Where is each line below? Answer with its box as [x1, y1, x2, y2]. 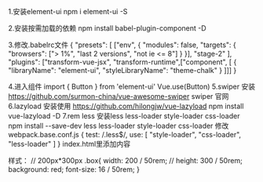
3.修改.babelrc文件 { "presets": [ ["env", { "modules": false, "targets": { [8, 40, 237, 49]
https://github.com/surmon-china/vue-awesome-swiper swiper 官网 [8, 92, 229, 100]
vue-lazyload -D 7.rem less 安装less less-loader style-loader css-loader [8, 111, 240, 120]
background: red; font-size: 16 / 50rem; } [8, 165, 140, 174]
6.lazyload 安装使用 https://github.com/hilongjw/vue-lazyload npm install [8, 101, 244, 111]
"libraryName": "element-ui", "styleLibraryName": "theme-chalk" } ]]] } [8, 66, 237, 75]
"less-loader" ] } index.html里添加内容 [8, 140, 131, 148]
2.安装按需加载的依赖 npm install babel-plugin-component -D [8, 24, 206, 33]
